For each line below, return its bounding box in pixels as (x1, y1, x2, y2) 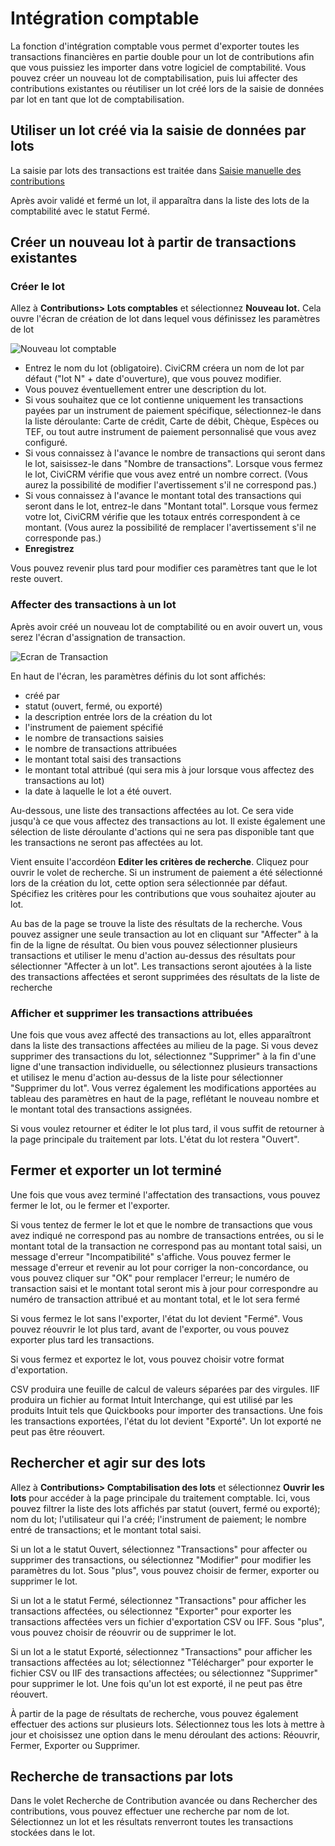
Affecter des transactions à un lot (10, 598, 177, 612)
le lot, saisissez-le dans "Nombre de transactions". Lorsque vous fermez (24, 458, 324, 470)
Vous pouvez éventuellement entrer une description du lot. (24, 383, 267, 396)
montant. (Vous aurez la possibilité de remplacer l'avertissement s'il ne (24, 522, 317, 534)
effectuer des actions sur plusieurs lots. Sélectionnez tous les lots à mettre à (10, 1718, 325, 1730)
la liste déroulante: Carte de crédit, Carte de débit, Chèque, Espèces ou (24, 415, 320, 427)
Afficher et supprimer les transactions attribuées (10, 1006, 253, 1020)
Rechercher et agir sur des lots (10, 1455, 207, 1472)
